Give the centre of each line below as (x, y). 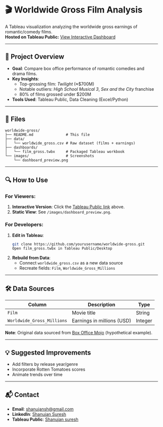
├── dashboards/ (21, 147)
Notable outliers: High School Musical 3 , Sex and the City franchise (87, 89)
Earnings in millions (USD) (102, 321)
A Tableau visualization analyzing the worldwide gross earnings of (71, 26)
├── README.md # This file (48, 134)
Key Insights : (25, 79)
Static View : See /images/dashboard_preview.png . (62, 212)
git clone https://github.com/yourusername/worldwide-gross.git (78, 244)
